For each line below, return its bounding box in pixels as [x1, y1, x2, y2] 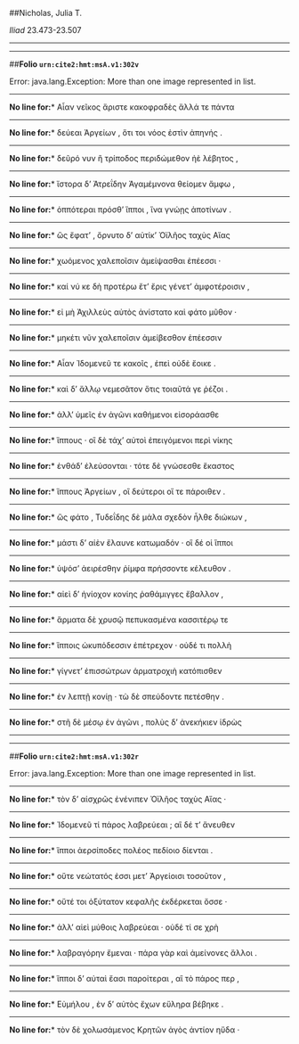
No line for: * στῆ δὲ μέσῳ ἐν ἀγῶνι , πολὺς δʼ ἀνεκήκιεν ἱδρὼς [9, 717, 243, 728]
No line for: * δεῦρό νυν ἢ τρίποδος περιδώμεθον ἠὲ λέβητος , [9, 153, 238, 163]
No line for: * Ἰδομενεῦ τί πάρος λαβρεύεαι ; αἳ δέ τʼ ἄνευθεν [9, 819, 236, 830]
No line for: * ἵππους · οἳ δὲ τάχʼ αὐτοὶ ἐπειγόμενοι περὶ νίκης [9, 435, 233, 445]
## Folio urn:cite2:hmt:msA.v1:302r [9, 751, 140, 761]
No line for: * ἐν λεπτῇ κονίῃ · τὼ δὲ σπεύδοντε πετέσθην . [9, 691, 224, 702]
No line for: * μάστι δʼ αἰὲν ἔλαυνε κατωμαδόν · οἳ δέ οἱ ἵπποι [9, 538, 234, 547]
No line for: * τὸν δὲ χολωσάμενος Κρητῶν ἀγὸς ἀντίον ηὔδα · [9, 1024, 240, 1035]
